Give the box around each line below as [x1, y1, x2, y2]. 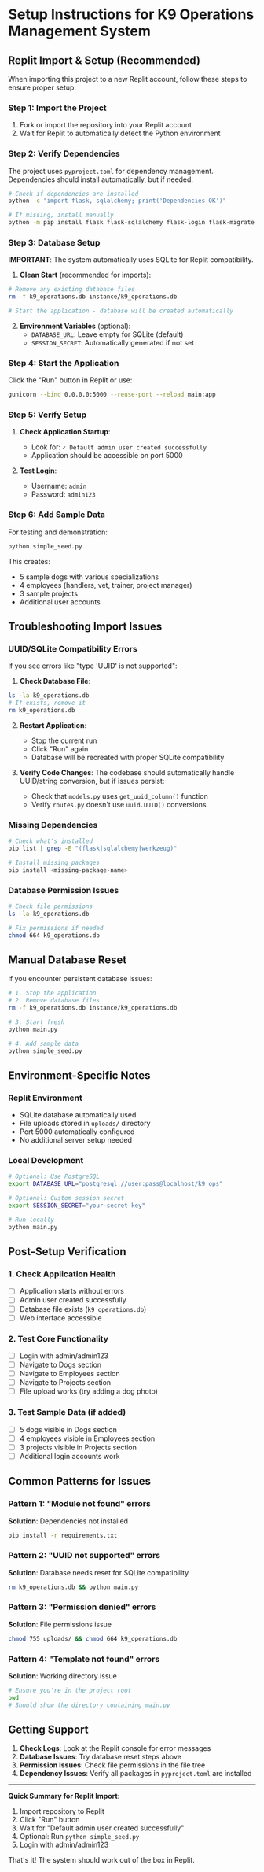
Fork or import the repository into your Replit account [19, 120, 192, 130]
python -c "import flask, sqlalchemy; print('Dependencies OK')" [8, 197, 226, 205]
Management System [8, 22, 152, 40]
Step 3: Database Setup [8, 238, 101, 249]
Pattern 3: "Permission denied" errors [8, 1601, 156, 1612]
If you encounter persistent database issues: [8, 974, 152, 984]
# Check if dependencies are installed [8, 190, 139, 198]
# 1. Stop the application [8, 989, 97, 997]
